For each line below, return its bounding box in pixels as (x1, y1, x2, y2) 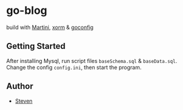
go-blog (6, 4, 48, 18)
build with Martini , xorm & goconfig (6, 24, 94, 31)
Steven (14, 97, 33, 105)
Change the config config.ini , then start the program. (6, 63, 142, 71)
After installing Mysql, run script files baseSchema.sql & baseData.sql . (6, 57, 178, 64)
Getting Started (6, 41, 66, 51)
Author (6, 81, 33, 91)
